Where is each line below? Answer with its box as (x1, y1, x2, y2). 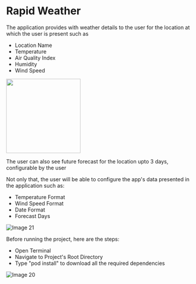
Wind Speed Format (14, 200, 64, 207)
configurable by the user (6, 164, 67, 171)
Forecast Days (14, 212, 50, 219)
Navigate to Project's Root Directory (14, 253, 103, 260)
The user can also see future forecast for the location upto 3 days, (6, 157, 169, 165)
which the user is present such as (6, 30, 89, 37)
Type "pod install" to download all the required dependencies (14, 260, 165, 267)
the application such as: (6, 182, 65, 189)
